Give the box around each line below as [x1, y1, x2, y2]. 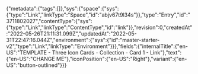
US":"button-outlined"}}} [6, 62, 67, 69]
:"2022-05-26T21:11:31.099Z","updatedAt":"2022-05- [6, 30, 138, 37]
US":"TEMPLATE [6, 49, 47, 56]
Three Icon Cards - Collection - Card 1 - [52, 49, 149, 56]
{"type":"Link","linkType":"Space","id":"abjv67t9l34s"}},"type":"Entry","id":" [6, 11, 191, 18]
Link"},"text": [150, 49, 182, 56]
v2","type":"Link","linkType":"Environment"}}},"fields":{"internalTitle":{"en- [6, 43, 189, 50]
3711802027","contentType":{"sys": [6, 18, 93, 24]
